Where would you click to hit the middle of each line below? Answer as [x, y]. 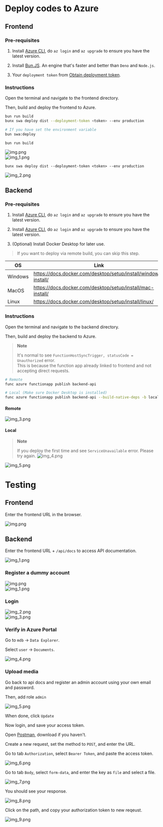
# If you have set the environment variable [51, 129]
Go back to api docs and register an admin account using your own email [78, 682]
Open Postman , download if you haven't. [46, 735]
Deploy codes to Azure [52, 9]
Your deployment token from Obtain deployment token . [66, 75]
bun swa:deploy [20, 134]
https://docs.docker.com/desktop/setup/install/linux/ [93, 302]
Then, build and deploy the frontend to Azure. [51, 108]
